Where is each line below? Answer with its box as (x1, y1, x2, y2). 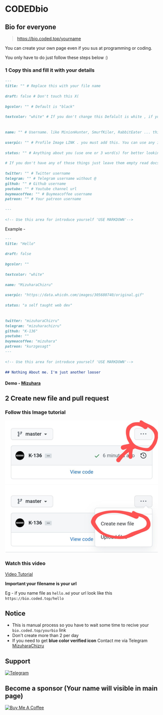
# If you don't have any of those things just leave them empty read (5, 161, 149, 166)
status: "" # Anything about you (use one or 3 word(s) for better (5, 150, 145, 155)
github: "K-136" (5, 329, 38, 333)
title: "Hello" (5, 241, 36, 246)
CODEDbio (5, 3, 49, 15)
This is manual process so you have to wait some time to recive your (12, 622, 149, 628)
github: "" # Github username (5, 181, 66, 186)
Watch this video (5, 560, 46, 567)
